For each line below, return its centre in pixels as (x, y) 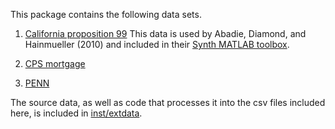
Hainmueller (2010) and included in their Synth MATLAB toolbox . (157, 44)
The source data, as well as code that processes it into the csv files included (168, 102)
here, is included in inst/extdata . (76, 113)
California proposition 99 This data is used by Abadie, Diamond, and (165, 33)
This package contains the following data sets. (106, 14)
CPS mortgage (55, 63)
